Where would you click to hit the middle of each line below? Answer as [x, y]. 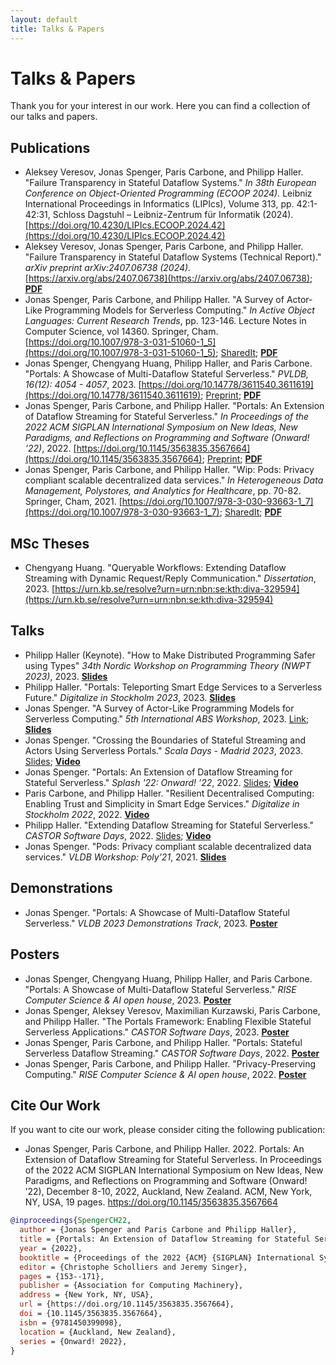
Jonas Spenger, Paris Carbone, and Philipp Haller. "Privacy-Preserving [170, 1063]
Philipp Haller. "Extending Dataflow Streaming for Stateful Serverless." [169, 825]
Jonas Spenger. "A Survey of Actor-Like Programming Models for [159, 708]
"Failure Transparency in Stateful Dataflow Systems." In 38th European [170, 183]
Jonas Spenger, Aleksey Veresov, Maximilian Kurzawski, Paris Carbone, [172, 1010]
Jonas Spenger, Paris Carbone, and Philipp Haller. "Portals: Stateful [163, 1042]
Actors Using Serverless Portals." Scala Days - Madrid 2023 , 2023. [163, 750]
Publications [50, 147]
